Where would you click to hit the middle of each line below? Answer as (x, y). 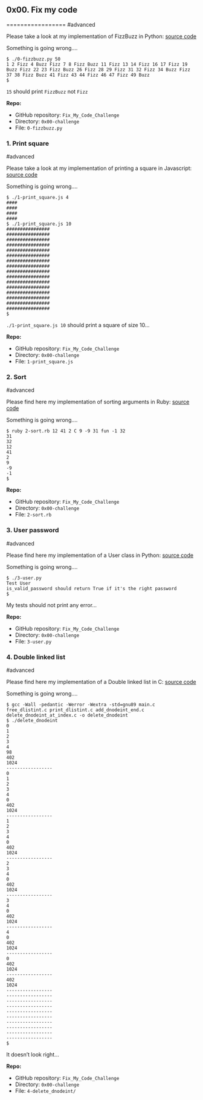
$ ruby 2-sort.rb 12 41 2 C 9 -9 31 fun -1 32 (66, 431)
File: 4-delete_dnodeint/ (45, 1091)
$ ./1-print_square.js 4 (37, 198)
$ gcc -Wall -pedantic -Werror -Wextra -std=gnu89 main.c (81, 705)
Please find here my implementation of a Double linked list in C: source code (101, 682)
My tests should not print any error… (52, 605)
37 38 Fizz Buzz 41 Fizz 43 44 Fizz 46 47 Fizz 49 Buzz (78, 75)
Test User (19, 583)
